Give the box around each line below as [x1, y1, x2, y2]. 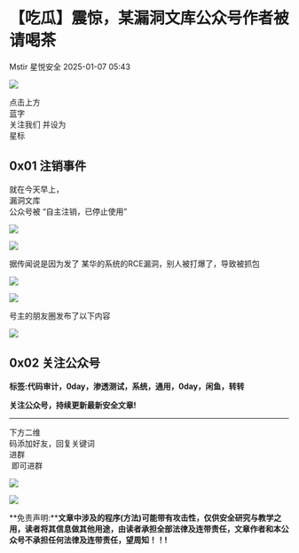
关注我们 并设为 [9, 119, 67, 130]
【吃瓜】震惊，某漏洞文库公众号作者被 [9, 8, 290, 28]
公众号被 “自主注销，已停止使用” [9, 206, 128, 217]
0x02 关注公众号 [9, 356, 100, 371]
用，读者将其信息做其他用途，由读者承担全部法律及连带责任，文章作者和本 [9, 523, 281, 533]
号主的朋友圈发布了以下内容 [9, 310, 111, 320]
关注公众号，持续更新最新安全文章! [9, 399, 137, 410]
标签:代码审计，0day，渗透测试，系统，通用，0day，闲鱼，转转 [9, 381, 245, 391]
